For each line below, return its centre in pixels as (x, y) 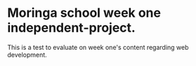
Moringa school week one (84, 13)
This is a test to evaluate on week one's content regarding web (98, 47)
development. (27, 55)
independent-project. (71, 28)
